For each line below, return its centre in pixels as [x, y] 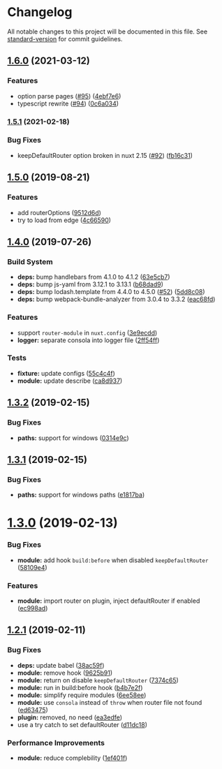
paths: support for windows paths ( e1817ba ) [81, 495]
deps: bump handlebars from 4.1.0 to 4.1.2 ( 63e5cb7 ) [94, 277]
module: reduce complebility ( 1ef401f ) [72, 758]
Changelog [40, 12]
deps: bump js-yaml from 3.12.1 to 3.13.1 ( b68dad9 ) [90, 284]
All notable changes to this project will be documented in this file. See [108, 31]
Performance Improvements [56, 742]
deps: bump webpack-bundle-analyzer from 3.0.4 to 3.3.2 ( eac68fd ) [116, 299]
